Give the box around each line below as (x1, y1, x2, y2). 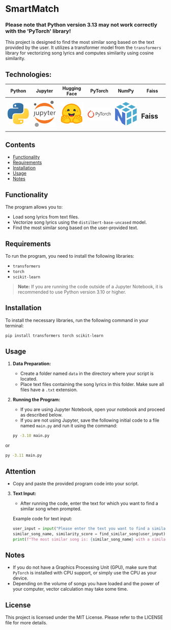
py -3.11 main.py (5, 453, 42, 458)
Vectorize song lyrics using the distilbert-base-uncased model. (12, 220, 147, 226)
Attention (5, 467, 36, 476)
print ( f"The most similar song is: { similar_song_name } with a (12, 537, 150, 542)
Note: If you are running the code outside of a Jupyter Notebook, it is (17, 283, 163, 289)
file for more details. (5, 620, 47, 626)
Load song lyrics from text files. (12, 214, 79, 220)
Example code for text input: (12, 515, 72, 522)
